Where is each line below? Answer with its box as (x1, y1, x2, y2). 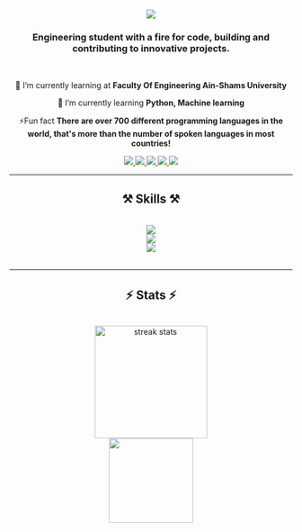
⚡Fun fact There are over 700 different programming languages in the (19, 115, 283, 126)
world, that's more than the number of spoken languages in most (27, 129, 275, 140)
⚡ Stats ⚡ (125, 287, 177, 302)
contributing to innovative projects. (71, 42, 231, 55)
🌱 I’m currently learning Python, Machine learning (57, 97, 245, 108)
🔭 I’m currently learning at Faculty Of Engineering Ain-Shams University (14, 80, 288, 91)
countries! (131, 138, 171, 149)
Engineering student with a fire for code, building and (31, 32, 271, 44)
